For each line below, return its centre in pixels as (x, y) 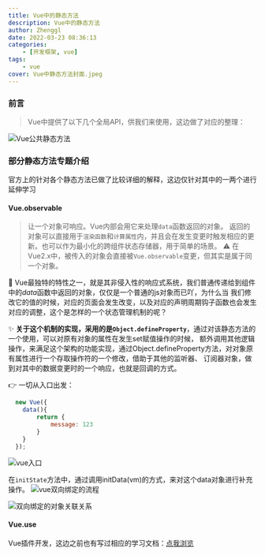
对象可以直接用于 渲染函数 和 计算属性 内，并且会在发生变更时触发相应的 (137, 237)
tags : (17, 60)
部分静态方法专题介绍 (49, 161)
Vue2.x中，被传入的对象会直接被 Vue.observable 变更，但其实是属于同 (140, 256)
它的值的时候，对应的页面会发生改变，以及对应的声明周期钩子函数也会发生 (136, 302)
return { (51, 417)
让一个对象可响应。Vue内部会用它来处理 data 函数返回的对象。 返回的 (139, 226)
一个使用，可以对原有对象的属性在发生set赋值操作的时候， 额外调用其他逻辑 (132, 339)
